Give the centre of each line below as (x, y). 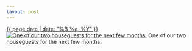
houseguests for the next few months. (54, 41)
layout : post (23, 12)
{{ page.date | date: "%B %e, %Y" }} (52, 29)
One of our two (167, 35)
